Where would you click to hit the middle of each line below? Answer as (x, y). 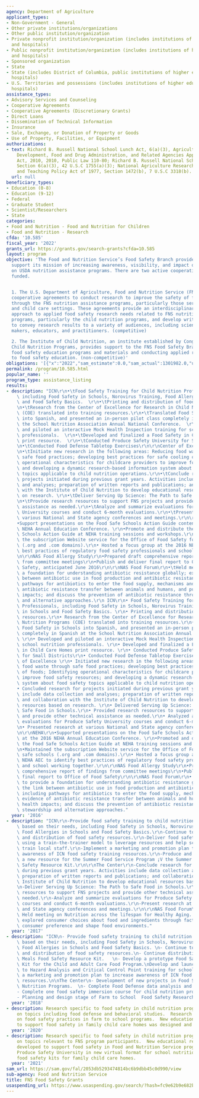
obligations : (22, 363)
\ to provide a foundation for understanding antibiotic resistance (103, 782)
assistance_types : (29, 94)
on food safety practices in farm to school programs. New (92, 1019)
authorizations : (26, 144)
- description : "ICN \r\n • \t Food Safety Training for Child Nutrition (94, 391)
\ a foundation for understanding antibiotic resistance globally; (102, 573)
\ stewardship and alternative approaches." (73, 810)
